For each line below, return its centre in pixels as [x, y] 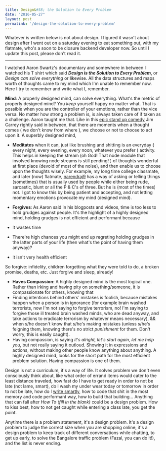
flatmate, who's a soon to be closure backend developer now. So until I [77, 48]
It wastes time [26, 227]
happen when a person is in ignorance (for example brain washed [79, 303]
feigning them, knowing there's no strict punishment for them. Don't [81, 329]
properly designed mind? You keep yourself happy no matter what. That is [81, 104]
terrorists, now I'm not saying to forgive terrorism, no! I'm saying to [80, 308]
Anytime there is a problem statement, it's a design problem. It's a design [80, 422]
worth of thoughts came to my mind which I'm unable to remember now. [79, 84]
